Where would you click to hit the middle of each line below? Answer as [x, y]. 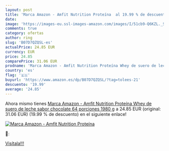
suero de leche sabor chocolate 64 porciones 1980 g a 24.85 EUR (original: [83, 109]
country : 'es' [20, 71]
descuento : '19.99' [26, 84]
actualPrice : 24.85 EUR [30, 47]
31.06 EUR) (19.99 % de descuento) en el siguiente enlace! [66, 114]
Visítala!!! [15, 143]
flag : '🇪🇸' [18, 75]
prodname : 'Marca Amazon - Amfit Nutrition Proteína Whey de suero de [81, 66]
